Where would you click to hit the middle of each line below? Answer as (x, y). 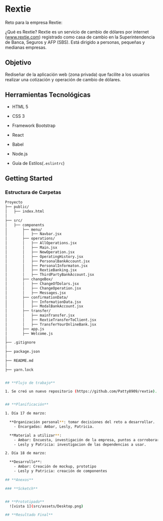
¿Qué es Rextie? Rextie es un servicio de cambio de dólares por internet (77, 32)
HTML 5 (20, 107)
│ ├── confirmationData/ (37, 297)
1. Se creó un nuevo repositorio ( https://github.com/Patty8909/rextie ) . (81, 392)
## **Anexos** (19, 480)
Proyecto (14, 202)
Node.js (20, 154)
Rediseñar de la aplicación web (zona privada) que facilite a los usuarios (77, 74)
